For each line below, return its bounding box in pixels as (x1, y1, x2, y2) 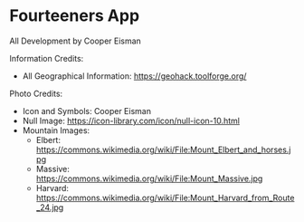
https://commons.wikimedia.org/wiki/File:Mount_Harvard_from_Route (35, 192, 295, 203)
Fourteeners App (9, 5, 140, 26)
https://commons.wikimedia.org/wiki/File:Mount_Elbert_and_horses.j (35, 144, 291, 155)
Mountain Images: (22, 124, 90, 136)
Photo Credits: (9, 88, 63, 99)
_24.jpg (35, 201, 64, 213)
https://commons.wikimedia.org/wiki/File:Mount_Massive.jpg (35, 173, 263, 184)
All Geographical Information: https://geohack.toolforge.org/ (22, 70, 247, 82)
